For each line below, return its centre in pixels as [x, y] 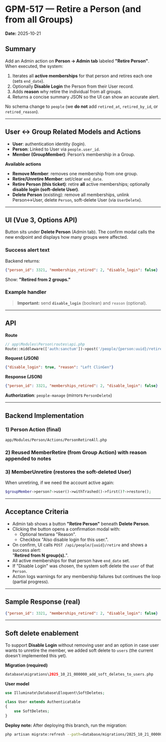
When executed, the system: [34, 66]
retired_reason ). [22, 111]
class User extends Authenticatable [43, 702]
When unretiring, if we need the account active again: [60, 483]
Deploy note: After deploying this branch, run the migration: [66, 725]
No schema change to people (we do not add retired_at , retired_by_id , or [82, 106]
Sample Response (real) [43, 602]
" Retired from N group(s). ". [40, 555]
